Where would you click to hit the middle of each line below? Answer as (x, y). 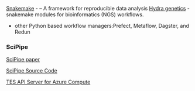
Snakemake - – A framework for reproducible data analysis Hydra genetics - (98, 8)
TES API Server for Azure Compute (48, 82)
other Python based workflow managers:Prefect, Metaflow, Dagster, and (102, 26)
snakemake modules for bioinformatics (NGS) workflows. (75, 14)
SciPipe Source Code (32, 71)
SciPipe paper (23, 60)
